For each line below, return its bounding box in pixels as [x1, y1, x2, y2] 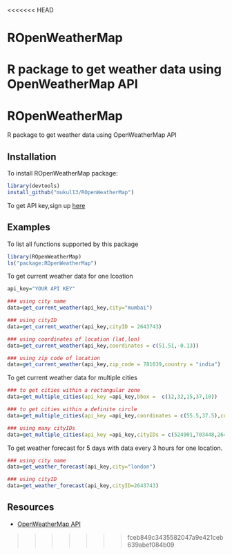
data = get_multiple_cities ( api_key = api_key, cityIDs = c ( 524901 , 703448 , [7, 431, 217, 438]
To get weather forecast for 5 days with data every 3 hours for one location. [7, 444, 223, 452]
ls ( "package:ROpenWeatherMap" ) [7, 259, 97, 267]
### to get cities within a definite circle [7, 406, 137, 413]
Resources [7, 501, 55, 514]
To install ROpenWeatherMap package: [7, 169, 119, 178]
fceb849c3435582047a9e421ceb [127, 533, 224, 541]
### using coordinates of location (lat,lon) [7, 335, 140, 343]
